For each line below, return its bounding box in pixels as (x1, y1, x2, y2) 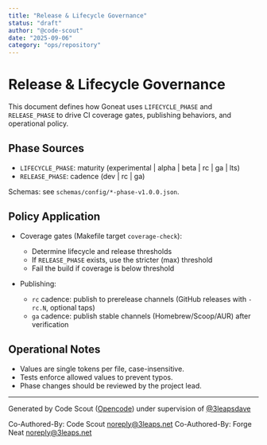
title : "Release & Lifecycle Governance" (8, 11, 148, 20)
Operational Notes (8, 343, 101, 357)
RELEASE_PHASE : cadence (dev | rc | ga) (19, 171, 145, 181)
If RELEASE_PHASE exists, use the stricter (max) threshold (31, 255, 213, 264)
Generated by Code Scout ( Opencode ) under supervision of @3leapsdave (8, 404, 251, 413)
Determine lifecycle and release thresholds (31, 246, 172, 256)
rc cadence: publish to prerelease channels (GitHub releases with (31, 294, 247, 303)
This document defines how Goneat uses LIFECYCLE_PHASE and (8, 102, 213, 111)
